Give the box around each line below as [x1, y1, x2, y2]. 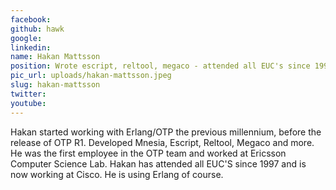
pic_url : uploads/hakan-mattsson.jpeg [10, 71, 172, 81]
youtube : [10, 98, 47, 108]
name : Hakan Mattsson [10, 52, 101, 62]
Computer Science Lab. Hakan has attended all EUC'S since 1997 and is [10, 157, 307, 170]
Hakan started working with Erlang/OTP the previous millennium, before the [10, 126, 322, 138]
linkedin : [10, 42, 52, 53]
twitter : [10, 89, 47, 99]
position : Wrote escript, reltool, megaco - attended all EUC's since [10, 61, 311, 71]
